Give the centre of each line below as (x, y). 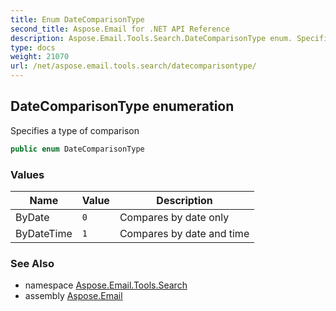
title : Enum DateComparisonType (77, 19)
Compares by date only (174, 217)
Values (27, 174)
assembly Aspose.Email (73, 296)
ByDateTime (44, 233)
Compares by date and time (184, 233)
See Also (32, 263)
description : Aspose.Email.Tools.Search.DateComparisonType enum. (151, 38)
